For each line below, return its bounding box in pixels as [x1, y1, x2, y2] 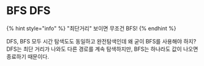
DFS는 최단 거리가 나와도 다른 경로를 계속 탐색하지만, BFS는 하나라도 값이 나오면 [6, 45, 198, 53]
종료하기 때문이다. [6, 53, 50, 60]
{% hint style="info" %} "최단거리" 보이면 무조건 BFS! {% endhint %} [6, 24, 176, 32]
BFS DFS [6, 4, 51, 18]
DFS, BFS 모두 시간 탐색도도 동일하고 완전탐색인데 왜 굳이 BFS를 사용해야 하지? [6, 37, 197, 45]
